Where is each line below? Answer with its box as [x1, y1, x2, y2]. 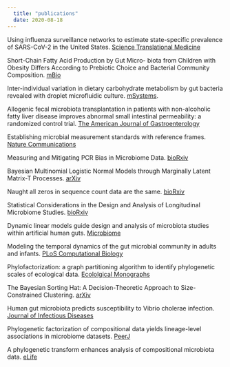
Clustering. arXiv [43, 291, 91, 299]
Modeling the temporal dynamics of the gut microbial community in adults [7, 242, 217, 250]
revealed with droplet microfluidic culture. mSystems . [7, 91, 158, 100]
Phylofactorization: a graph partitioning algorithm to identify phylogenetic [7, 262, 216, 271]
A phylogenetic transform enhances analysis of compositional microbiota [7, 345, 215, 353]
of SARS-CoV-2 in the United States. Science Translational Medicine [7, 43, 201, 51]
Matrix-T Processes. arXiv [7, 174, 81, 182]
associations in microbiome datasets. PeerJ [7, 332, 131, 340]
